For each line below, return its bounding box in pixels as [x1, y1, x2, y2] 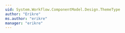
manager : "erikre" [5, 20, 43, 26]
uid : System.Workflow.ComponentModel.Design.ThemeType [5, 7, 121, 12]
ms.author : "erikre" [5, 16, 48, 21]
